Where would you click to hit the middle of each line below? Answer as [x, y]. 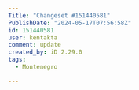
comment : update [35, 45]
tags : [17, 60]
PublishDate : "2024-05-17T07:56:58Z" [70, 23]
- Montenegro [37, 67]
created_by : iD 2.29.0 [45, 52]
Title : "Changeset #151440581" [59, 15]
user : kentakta [33, 37]
